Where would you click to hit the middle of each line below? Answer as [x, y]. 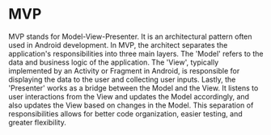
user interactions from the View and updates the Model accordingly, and [129, 96]
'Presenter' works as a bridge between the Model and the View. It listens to [133, 88]
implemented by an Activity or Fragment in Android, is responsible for [124, 70]
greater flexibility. [37, 122]
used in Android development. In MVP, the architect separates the [118, 44]
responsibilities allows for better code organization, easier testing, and [125, 113]
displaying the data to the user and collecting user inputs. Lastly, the [122, 79]
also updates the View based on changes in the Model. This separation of [131, 105]
